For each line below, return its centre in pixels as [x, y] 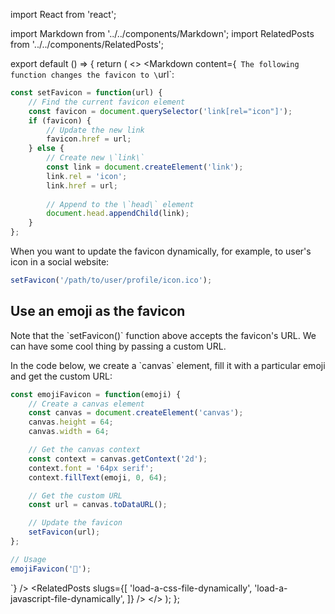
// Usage [28, 559]
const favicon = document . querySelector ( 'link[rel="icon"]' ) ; [160, 111]
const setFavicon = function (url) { [86, 93]
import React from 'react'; [63, 14]
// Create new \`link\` [95, 158]
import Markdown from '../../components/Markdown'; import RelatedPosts [162, 33]
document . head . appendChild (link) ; [118, 214]
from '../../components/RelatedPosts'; [87, 44]
